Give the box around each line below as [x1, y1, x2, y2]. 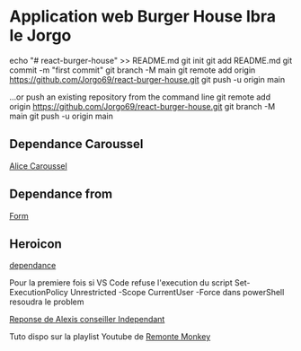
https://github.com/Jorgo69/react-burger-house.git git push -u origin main [9, 74, 286, 84]
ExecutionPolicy [9, 287, 69, 298]
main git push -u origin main [9, 110, 114, 121]
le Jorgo [9, 25, 72, 46]
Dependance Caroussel [9, 136, 144, 152]
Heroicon [9, 236, 63, 251]
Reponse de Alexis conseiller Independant [9, 314, 165, 325]
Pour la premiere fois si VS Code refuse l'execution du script [9, 277, 233, 288]
